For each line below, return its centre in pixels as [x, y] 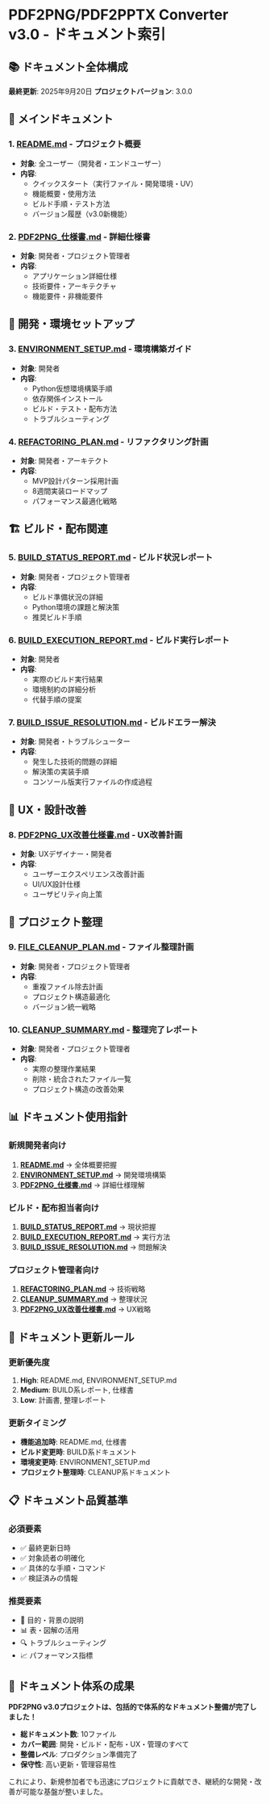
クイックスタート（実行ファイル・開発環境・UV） [115, 183]
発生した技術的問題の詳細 [75, 761]
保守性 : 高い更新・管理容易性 [68, 1764]
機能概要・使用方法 [64, 193]
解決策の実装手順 [60, 772]
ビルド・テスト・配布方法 [75, 409]
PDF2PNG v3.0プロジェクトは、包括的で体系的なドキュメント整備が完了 [129, 1706]
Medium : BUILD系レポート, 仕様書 [77, 1390]
